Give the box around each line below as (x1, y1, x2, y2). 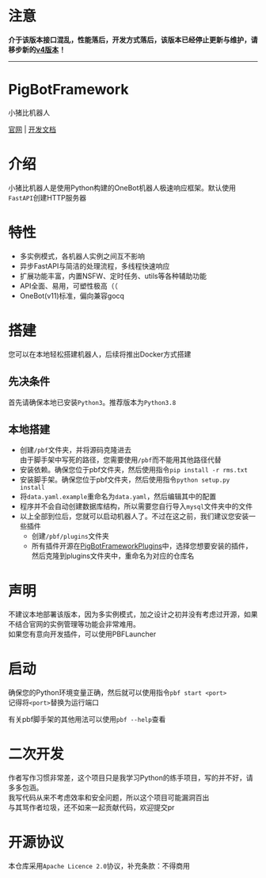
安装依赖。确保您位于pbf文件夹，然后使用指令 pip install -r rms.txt (19, 465, 248, 475)
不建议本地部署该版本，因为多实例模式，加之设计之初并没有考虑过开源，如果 (8, 609, 258, 619)
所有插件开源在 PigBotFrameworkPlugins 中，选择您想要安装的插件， (31, 541, 253, 551)
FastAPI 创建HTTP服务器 (8, 193, 87, 202)
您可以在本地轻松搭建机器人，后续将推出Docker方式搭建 (8, 349, 192, 359)
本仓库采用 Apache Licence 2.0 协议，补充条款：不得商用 (8, 861, 190, 871)
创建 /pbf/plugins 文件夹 (31, 532, 109, 541)
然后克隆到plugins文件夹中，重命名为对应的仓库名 (31, 552, 195, 561)
